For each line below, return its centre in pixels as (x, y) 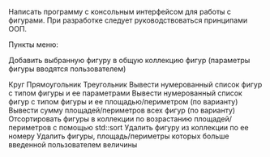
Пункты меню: (34, 45)
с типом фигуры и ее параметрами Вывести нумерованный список (126, 93)
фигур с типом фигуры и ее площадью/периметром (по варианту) (123, 102)
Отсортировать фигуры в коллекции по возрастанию (101, 119)
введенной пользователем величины (73, 144)
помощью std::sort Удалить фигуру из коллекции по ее (154, 127)
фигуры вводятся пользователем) (67, 69)
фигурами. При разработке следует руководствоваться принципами (128, 20)
